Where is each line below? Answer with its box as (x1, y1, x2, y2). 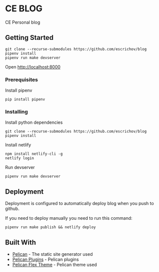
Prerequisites (5, 76, 38, 83)
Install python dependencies (5, 119, 63, 126)
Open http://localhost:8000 (5, 64, 61, 69)
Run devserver (5, 165, 35, 170)
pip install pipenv (5, 97, 45, 102)
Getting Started (5, 34, 54, 42)
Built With (5, 238, 36, 246)
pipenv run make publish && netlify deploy (5, 225, 96, 230)
